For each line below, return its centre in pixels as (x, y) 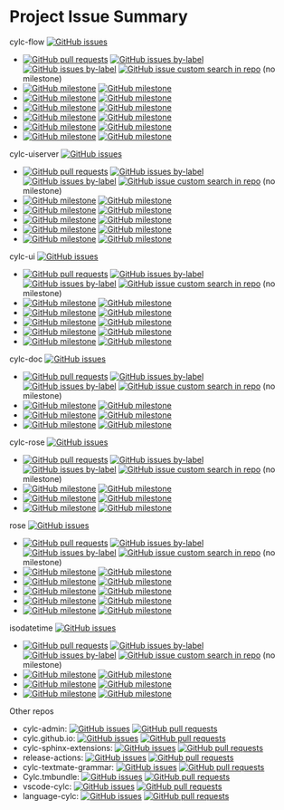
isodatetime (31, 628)
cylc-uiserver (34, 154)
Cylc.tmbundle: (51, 776)
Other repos (32, 711)
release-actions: (53, 757)
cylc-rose (27, 442)
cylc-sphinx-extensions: (67, 747)
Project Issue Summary (99, 17)
